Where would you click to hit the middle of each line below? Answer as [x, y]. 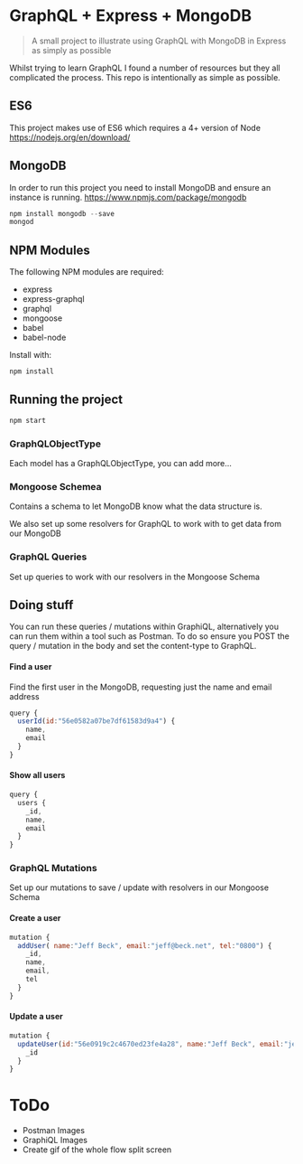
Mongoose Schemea [55, 486]
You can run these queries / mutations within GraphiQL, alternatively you [144, 627]
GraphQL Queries [48, 557]
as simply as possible [71, 50]
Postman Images [54, 1131]
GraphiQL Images [55, 1141]
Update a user [36, 1017]
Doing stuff [41, 605]
